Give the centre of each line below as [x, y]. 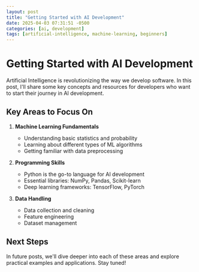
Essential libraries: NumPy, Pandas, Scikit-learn [82, 180]
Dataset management [50, 223]
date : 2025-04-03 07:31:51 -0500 [48, 23]
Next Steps [27, 242]
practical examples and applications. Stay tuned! [66, 262]
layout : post [22, 12]
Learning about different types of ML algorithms [83, 144]
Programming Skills [40, 162]
